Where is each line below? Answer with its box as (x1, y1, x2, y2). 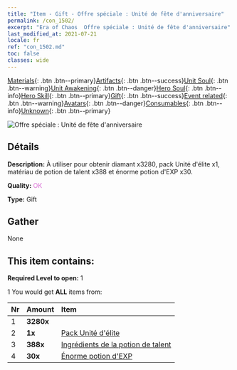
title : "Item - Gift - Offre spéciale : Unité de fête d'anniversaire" (7, 10, 224, 18)
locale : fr (7, 37, 40, 44)
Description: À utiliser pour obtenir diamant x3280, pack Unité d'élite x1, (7, 159, 220, 168)
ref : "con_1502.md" (7, 43, 65, 51)
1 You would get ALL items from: (7, 287, 102, 296)
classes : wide (7, 57, 50, 64)
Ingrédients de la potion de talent (60, 339, 172, 349)
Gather (7, 215, 39, 228)
